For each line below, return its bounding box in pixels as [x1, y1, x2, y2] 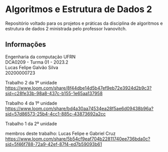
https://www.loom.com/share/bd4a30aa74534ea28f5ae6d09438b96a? [5, 105, 154, 112]
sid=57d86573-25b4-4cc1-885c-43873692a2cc [5, 111, 106, 117]
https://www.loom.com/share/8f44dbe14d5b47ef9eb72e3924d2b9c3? [5, 85, 152, 91]
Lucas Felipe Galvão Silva [5, 64, 59, 70]
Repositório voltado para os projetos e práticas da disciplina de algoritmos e [5, 20, 163, 26]
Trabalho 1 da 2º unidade [5, 120, 57, 127]
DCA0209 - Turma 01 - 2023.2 [5, 59, 69, 65]
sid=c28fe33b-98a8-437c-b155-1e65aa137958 [5, 90, 103, 96]
